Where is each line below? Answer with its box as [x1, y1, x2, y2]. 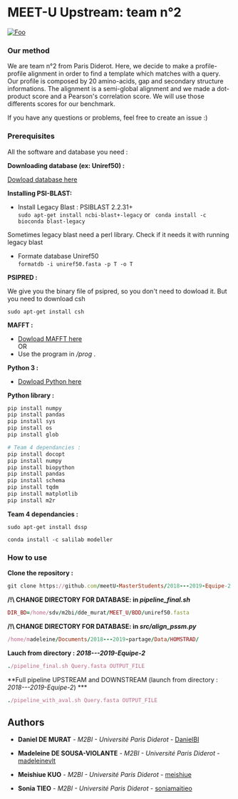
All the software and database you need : [7, 147, 128, 156]
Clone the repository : [7, 569, 73, 578]
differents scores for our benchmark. [7, 100, 115, 108]
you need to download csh [7, 294, 86, 303]
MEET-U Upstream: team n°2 [7, 4, 182, 21]
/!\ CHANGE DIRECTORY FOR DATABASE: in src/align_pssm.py [7, 622, 197, 630]
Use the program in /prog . [17, 350, 96, 358]
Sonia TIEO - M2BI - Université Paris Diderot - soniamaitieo [17, 784, 192, 793]
